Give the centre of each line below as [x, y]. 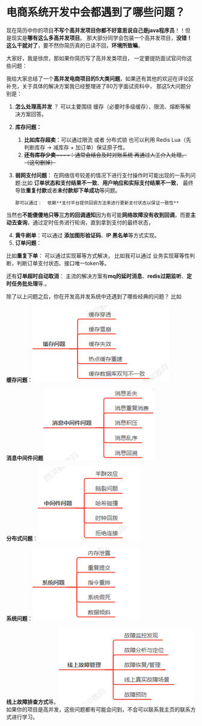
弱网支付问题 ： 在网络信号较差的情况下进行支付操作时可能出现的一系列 [103, 175]
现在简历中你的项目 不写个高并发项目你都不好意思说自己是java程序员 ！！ [96, 30]
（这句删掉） [40, 162]
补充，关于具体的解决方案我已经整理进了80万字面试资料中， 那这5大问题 [96, 86]
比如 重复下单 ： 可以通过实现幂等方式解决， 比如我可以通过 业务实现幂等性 [98, 255]
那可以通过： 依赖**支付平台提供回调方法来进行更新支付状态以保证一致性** [97, 203]
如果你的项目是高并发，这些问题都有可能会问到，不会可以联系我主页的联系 [98, 709]
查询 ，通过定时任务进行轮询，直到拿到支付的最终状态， [85, 222]
